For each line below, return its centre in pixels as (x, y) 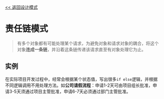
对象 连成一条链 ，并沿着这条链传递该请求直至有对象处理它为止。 (81, 49)
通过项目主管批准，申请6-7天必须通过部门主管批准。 (78, 91)
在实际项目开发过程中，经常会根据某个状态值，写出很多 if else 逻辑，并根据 (82, 79)
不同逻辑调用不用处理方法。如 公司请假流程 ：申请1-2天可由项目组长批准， (79, 85)
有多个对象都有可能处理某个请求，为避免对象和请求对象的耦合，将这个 (88, 43)
